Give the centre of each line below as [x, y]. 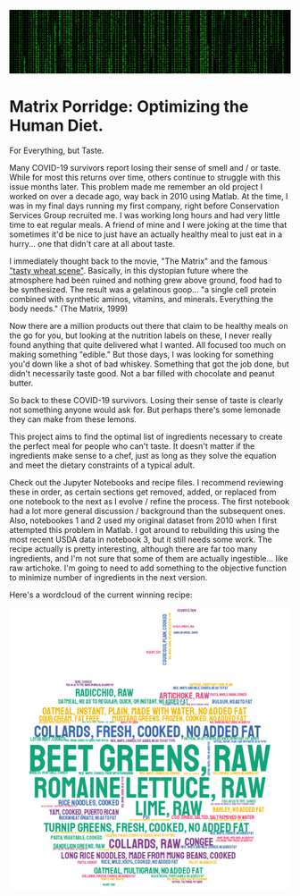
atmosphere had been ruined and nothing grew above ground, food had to [146, 280]
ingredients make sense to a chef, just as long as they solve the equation [143, 456]
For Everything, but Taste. [57, 151]
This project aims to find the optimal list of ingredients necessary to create [146, 437]
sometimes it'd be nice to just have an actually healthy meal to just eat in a [146, 234]
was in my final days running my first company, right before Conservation [144, 206]
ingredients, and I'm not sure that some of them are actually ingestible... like [149, 559]
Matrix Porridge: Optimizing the [129, 107]
